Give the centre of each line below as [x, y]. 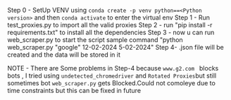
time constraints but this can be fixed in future [74, 91]
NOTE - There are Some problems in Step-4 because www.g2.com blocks [113, 68]
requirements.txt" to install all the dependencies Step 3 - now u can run [111, 32]
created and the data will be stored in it [64, 55]
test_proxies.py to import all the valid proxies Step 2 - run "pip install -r [110, 25]
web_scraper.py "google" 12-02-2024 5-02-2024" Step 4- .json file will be [115, 47]
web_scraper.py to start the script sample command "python [95, 40]
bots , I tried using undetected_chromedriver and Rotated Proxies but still [112, 76]
